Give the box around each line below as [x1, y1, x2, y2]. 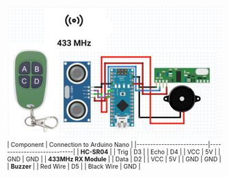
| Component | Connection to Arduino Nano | [7, 141, 133, 149]
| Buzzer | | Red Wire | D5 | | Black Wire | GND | [7, 163, 142, 171]
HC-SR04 [80, 148, 109, 156]
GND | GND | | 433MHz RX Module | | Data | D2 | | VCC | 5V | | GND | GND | [7, 155, 221, 163]
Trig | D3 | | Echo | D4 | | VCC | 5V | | [117, 148, 221, 156]
